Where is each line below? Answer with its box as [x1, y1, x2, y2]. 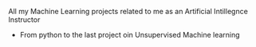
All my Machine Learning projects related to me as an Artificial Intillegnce [8, 7, 249, 16]
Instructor [8, 15, 41, 24]
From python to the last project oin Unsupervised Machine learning [19, 31, 241, 39]
